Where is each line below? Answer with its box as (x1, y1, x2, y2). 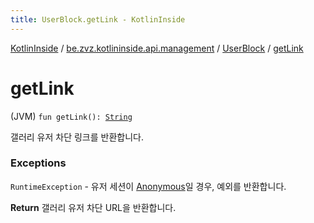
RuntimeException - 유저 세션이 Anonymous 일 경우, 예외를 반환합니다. (10, 180, 287, 192)
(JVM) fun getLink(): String (10, 110, 133, 122)
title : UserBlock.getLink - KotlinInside (10, 14, 186, 25)
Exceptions (10, 156, 67, 170)
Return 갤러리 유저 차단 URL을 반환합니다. (10, 201, 177, 213)
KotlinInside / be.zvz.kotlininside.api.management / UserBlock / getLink (10, 42, 304, 54)
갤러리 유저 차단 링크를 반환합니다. (10, 131, 144, 143)
